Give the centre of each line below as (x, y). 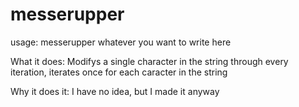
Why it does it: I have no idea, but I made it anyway (115, 91)
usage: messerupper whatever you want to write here (121, 42)
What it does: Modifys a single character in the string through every (149, 61)
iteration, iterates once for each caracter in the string (119, 72)
